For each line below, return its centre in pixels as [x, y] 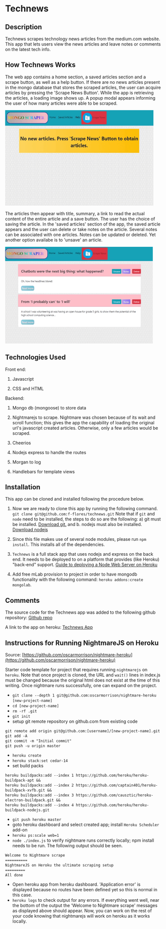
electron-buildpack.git [30, 800]
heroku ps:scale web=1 [36, 836]
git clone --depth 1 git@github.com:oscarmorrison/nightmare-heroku [84, 696]
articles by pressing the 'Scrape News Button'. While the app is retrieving [80, 93]
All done [14, 875]
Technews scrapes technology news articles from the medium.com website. [83, 39]
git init [21, 717]
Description [23, 27]
